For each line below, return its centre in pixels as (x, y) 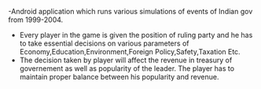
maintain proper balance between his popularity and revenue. (119, 77)
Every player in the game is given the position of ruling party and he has (136, 35)
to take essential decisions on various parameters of (104, 43)
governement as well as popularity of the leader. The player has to (127, 69)
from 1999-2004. (36, 20)
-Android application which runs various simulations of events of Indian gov (130, 11)
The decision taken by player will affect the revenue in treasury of (126, 60)
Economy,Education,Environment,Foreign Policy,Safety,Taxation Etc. (130, 52)
